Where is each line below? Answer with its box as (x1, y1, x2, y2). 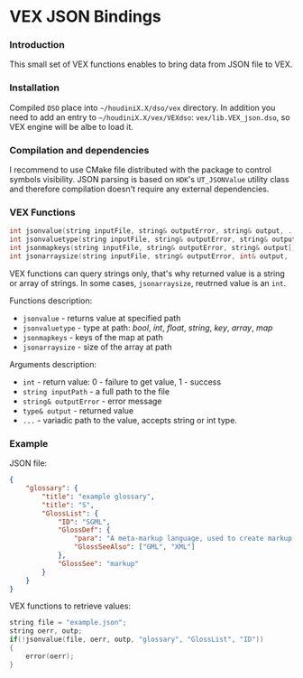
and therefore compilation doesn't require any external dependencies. (9, 183, 270, 195)
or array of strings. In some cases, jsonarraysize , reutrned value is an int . (9, 277, 287, 288)
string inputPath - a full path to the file (22, 385, 170, 396)
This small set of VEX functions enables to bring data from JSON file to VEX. (9, 59, 293, 70)
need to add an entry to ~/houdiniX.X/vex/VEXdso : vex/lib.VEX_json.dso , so (9, 111, 290, 123)
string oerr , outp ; (9, 627, 83, 636)
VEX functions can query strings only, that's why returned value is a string (9, 268, 286, 279)
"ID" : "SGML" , (57, 517, 111, 526)
